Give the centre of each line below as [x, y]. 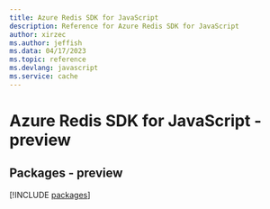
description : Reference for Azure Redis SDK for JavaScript [125, 26]
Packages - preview [66, 173]
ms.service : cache [44, 77]
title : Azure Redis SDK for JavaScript [84, 18]
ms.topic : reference [48, 59]
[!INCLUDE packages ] [50, 195]
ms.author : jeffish [46, 43]
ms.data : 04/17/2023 [48, 51]
